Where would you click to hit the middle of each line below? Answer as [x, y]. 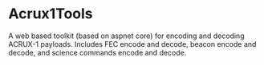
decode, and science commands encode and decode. [97, 52]
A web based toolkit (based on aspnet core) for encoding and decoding [126, 36]
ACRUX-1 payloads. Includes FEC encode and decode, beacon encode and [132, 44]
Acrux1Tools [51, 14]
